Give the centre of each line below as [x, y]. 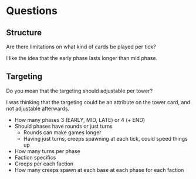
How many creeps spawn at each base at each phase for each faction [99, 170]
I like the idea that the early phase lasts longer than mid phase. [82, 58]
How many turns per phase [47, 151]
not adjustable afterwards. [38, 108]
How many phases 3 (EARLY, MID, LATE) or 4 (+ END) [80, 120]
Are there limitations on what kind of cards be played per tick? [81, 47]
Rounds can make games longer [62, 132]
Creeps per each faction [44, 164]
